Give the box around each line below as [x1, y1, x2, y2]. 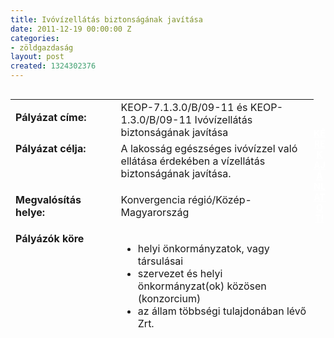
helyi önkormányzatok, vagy [137, 242, 270, 255]
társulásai [137, 254, 184, 268]
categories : [10, 33, 60, 43]
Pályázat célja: [15, 142, 87, 155]
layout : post [10, 52, 65, 62]
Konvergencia [120, 193, 186, 206]
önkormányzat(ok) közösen [137, 279, 267, 293]
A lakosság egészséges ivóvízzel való [120, 142, 298, 155]
